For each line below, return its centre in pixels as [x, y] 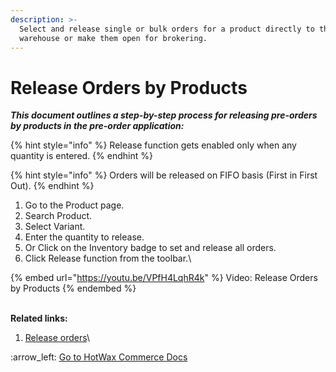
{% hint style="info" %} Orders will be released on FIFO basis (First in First [164, 175]
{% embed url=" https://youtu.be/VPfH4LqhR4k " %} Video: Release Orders [164, 278]
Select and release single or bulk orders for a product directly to [167, 29]
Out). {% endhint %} [52, 186]
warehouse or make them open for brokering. [113, 38]
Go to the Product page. [74, 205]
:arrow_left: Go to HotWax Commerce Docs [99, 357]
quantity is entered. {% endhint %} [81, 156]
